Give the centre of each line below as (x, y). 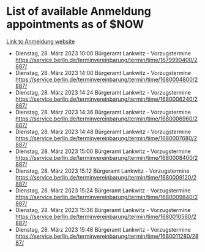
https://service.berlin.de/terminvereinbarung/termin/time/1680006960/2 (106, 119)
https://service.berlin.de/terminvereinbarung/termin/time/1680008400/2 (106, 157)
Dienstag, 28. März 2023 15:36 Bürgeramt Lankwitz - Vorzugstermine (103, 210)
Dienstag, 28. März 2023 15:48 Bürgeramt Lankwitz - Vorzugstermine (103, 229)
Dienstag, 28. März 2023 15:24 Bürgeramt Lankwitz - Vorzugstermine (103, 190)
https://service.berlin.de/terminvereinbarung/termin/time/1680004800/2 (106, 79)
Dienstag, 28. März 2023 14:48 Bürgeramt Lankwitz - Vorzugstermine (103, 132)
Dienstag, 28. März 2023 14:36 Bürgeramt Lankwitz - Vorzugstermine (103, 112)
